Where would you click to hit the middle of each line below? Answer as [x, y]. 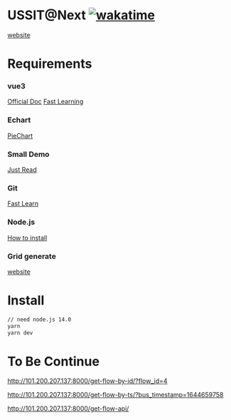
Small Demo [28, 154]
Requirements [50, 64]
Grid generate [32, 256]
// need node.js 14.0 [39, 319]
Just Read [22, 170]
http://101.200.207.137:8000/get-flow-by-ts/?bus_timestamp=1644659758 [116, 395]
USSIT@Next [47, 15]
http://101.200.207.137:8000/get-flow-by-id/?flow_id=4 [88, 381]
